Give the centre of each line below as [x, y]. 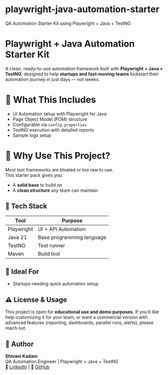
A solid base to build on [37, 185]
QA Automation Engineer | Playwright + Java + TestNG [62, 361]
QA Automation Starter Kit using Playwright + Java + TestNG [68, 23]
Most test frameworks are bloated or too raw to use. [59, 170]
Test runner [51, 245]
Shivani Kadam [21, 356]
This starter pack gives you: [34, 175]
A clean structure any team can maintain [55, 190]
